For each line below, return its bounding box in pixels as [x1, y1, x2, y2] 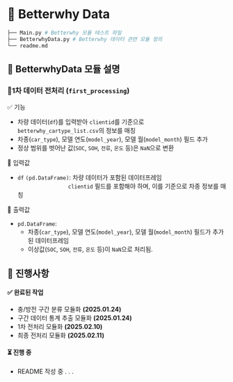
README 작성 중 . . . [17, 367, 74, 376]
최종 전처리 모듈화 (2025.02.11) [17, 331, 104, 340]
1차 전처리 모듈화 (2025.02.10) [17, 322, 103, 331]
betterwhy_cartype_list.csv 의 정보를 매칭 [17, 127, 136, 135]
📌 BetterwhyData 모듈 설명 [7, 63, 120, 75]
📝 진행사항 [7, 267, 50, 279]
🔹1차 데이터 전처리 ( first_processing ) [7, 86, 130, 95]
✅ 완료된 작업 [7, 288, 44, 296]
